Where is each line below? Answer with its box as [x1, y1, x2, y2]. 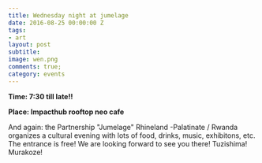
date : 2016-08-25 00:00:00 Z [8, 19, 104, 27]
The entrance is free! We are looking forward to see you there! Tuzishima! [8, 139, 248, 148]
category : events [8, 70, 65, 78]
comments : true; [8, 63, 62, 71]
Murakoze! [8, 147, 43, 157]
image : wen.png [8, 56, 58, 64]
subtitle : [8, 48, 41, 56]
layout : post [8, 41, 51, 49]
